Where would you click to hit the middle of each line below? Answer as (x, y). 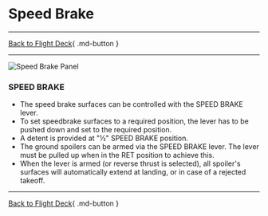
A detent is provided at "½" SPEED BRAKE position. (104, 138)
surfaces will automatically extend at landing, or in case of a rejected (133, 172)
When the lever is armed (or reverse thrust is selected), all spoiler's (130, 163)
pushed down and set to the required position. (96, 130)
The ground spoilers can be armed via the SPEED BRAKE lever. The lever (139, 147)
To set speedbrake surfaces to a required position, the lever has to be (134, 121)
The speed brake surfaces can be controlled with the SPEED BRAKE (131, 104)
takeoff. (32, 181)
